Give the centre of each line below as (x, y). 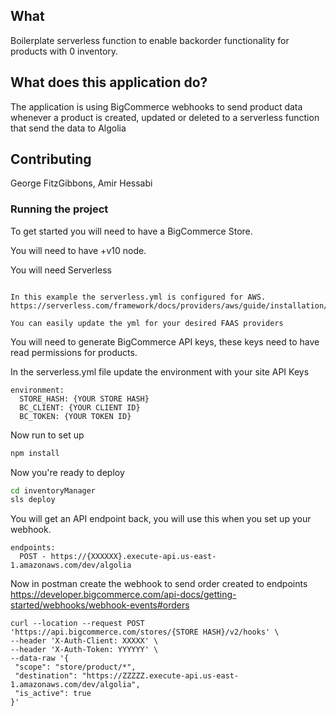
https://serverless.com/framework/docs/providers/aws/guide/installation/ (169, 305)
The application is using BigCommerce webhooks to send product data (156, 106)
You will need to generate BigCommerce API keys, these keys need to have (165, 341)
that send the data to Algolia (68, 128)
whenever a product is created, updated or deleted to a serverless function (165, 117)
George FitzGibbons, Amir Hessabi (81, 183)
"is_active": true (53, 694)
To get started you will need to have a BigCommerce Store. (131, 231)
